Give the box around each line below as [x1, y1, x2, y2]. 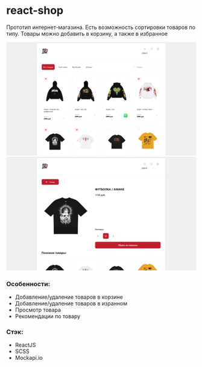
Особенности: [6, 279, 51, 288]
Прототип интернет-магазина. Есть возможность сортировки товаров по [6, 24, 196, 31]
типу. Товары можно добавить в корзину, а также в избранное [6, 30, 168, 37]
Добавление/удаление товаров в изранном [14, 300, 128, 307]
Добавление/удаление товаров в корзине [14, 293, 124, 301]
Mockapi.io [14, 354, 43, 362]
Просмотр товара [14, 306, 62, 314]
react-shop [6, 4, 64, 18]
